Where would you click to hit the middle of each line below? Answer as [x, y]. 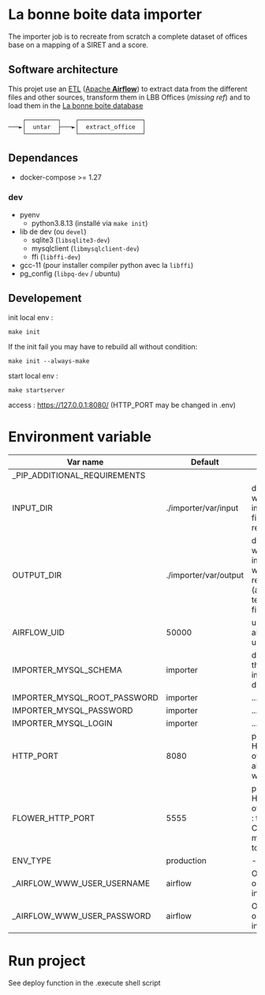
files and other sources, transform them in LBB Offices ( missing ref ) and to [129, 97]
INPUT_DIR [32, 507]
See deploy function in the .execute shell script [84, 982]
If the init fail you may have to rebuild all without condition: [103, 346]
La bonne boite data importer [105, 15]
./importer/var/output [205, 575]
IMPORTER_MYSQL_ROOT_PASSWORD [86, 697]
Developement [45, 298]
